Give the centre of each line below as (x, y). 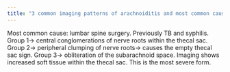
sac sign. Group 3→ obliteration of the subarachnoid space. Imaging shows (113, 55)
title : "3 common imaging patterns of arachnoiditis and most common (108, 13)
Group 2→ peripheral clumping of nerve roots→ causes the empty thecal (110, 47)
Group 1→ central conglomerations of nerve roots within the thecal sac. (107, 40)
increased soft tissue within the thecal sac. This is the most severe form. (109, 62)
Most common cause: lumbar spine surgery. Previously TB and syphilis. (108, 33)
